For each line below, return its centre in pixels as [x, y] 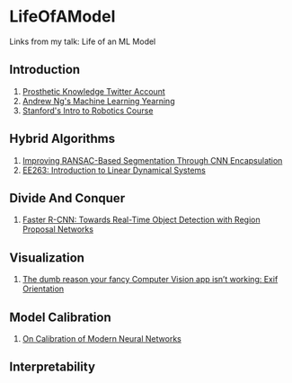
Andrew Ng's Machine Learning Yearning [98, 101]
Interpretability [53, 367]
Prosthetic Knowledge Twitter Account [94, 91]
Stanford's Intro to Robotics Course [88, 111]
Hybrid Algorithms [62, 139]
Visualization [47, 258]
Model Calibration [60, 317]
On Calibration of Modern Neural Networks [102, 338]
